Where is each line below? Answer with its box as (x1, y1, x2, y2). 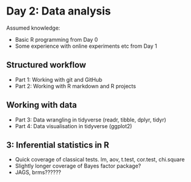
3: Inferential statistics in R (6, 140, 109, 150)
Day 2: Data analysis (6, 4, 111, 18)
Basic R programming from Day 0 (15, 36, 99, 43)
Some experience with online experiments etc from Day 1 (15, 42, 157, 50)
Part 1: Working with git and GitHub (15, 76, 103, 83)
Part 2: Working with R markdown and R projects (15, 82, 136, 89)
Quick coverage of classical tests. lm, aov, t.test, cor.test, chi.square (15, 156, 185, 163)
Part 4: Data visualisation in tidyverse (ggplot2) (15, 122, 132, 129)
